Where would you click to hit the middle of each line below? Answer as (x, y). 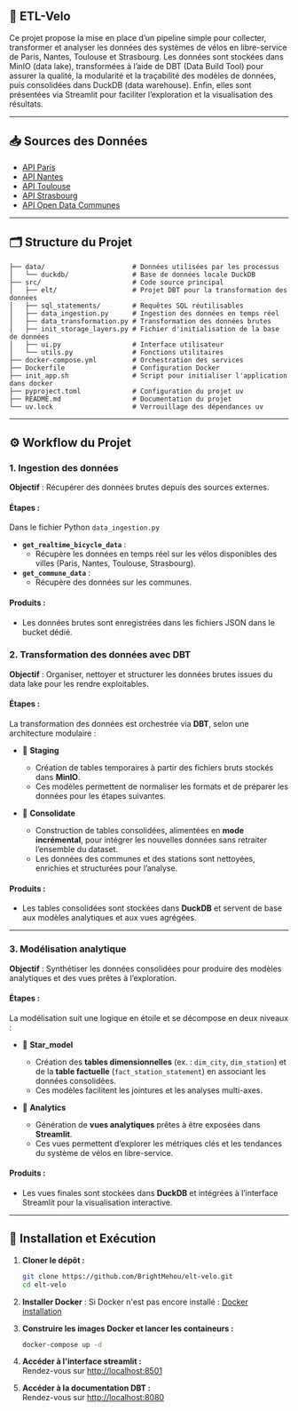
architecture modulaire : (53, 733)
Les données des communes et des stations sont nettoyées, (145, 859)
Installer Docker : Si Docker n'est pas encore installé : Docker (135, 1302)
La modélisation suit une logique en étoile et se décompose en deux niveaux (149, 1017)
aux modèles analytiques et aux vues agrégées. (109, 918)
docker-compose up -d (62, 1344)
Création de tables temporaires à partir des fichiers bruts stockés (154, 768)
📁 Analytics (44, 1107)
